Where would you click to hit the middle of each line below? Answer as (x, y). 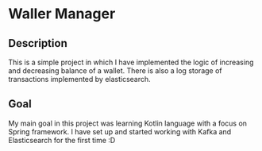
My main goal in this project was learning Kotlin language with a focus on (128, 123)
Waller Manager (62, 14)
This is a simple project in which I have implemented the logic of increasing (131, 62)
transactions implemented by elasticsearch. (79, 79)
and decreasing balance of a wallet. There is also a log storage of (115, 71)
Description (38, 43)
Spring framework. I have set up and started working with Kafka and (120, 131)
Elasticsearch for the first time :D (62, 140)
